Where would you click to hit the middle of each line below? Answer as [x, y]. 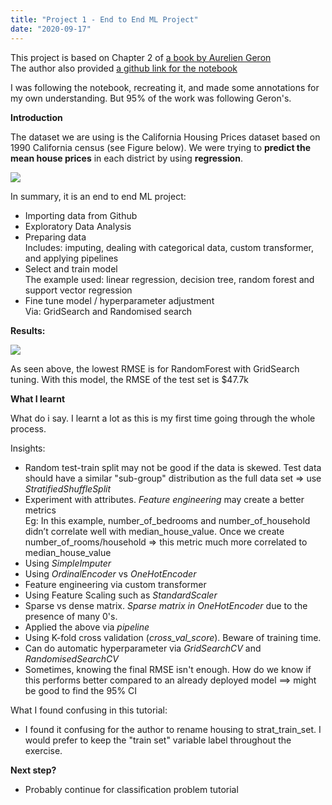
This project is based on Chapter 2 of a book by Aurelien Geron [141, 57]
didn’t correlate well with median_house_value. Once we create [154, 531]
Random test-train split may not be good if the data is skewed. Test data [173, 467]
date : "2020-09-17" [51, 29]
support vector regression [78, 290]
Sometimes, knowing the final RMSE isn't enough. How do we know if [168, 669]
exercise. [43, 750]
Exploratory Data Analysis [78, 226]
